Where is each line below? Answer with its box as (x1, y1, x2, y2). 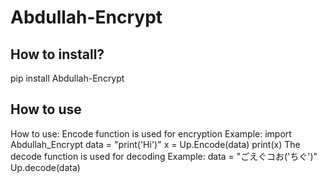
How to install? (10, 46, 105, 63)
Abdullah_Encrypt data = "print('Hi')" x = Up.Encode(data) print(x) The (10, 138, 301, 150)
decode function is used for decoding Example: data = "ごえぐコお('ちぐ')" (10, 150, 318, 162)
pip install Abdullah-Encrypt (10, 72, 125, 84)
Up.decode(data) (10, 161, 81, 173)
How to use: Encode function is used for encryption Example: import (10, 127, 292, 140)
